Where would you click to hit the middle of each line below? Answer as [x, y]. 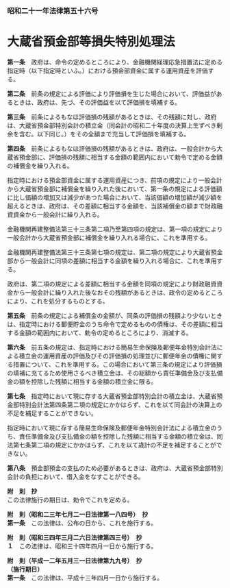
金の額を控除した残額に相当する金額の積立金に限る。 [82, 381]
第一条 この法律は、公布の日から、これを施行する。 [82, 523]
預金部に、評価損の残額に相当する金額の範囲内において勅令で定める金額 [121, 157]
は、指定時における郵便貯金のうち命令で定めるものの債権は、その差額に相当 [115, 324]
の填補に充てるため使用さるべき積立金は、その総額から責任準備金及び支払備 [115, 373]
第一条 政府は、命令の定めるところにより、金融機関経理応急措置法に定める [115, 62]
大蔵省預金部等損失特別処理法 [91, 42]
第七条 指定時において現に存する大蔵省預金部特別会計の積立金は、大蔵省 [112, 396]
